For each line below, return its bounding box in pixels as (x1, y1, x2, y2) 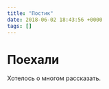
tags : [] (7, 22, 32, 29)
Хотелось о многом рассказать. (7, 74, 101, 82)
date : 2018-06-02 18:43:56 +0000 (7, 16, 103, 23)
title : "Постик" (7, 10, 53, 17)
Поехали (7, 52, 60, 67)
